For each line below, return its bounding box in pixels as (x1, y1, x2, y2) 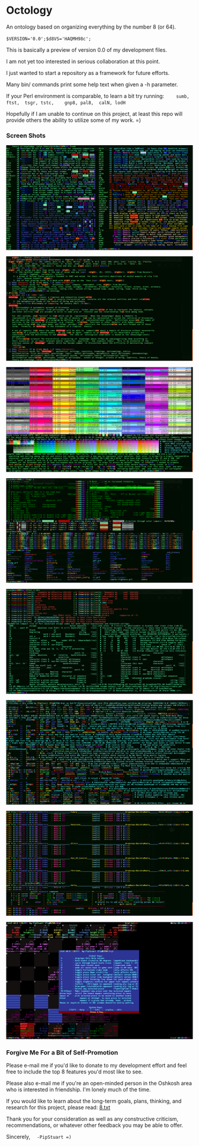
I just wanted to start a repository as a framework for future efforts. (6, 69, 170, 76)
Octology (6, 4, 53, 17)
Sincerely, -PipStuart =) (6, 1134, 72, 1141)
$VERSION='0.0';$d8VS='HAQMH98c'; (6, 36, 92, 42)
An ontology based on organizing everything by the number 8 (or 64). (6, 23, 176, 30)
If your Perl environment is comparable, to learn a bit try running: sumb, (6, 92, 190, 99)
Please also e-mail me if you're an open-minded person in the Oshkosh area (6, 1080, 192, 1087)
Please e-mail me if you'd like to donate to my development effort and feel (6, 1062, 187, 1069)
